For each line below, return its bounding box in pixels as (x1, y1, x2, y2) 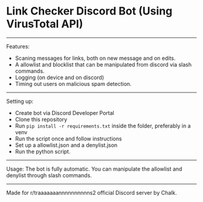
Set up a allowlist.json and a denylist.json (14, 141, 118, 149)
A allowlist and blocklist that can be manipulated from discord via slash (14, 60, 192, 68)
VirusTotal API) (6, 17, 83, 31)
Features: (6, 42, 30, 50)
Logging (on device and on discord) (14, 74, 105, 81)
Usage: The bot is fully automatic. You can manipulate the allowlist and (6, 165, 182, 172)
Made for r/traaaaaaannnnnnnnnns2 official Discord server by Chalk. (6, 189, 177, 196)
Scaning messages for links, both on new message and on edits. (14, 54, 176, 62)
